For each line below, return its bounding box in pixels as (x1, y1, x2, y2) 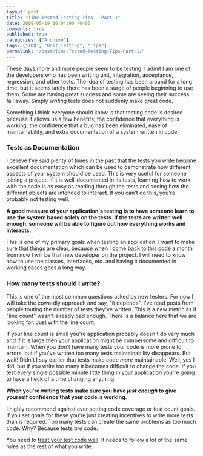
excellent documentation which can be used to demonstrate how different (6, 164, 191, 171)
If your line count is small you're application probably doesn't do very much (6, 331, 195, 338)
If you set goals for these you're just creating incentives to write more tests (6, 412, 194, 419)
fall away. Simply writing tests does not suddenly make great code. (6, 97, 174, 104)
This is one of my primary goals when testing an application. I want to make (6, 239, 195, 246)
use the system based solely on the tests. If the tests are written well (6, 214, 183, 221)
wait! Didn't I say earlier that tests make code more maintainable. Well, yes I (6, 356, 195, 363)
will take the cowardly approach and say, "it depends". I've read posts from (6, 299, 194, 306)
